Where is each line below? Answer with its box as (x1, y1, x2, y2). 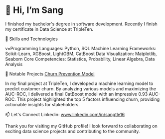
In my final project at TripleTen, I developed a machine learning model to (5, 80, 154, 86)
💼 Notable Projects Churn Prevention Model (5, 70, 95, 76)
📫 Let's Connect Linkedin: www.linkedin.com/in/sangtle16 (5, 111, 125, 117)
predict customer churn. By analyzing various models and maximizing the (5, 85, 156, 91)
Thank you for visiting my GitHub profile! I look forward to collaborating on (5, 123, 158, 129)
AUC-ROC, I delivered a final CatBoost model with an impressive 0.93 (5, 91, 148, 97)
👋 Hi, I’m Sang (5, 4, 64, 16)
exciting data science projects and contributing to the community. (5, 128, 140, 134)
